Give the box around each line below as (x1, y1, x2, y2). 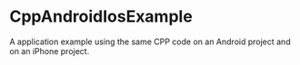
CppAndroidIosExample (9, 6, 193, 27)
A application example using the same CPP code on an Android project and (9, 36, 291, 47)
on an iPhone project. (9, 45, 90, 56)
